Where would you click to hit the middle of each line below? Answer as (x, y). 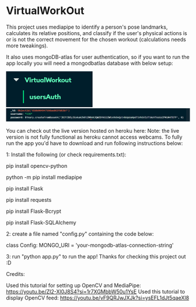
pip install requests (29, 199)
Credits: (15, 274)
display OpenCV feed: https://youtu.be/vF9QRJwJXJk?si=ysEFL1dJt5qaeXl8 (98, 298)
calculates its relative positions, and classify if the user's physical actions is (97, 33)
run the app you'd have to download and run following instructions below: (94, 143)
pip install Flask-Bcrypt (34, 211)
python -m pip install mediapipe (44, 177)
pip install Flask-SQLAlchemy (41, 222)
